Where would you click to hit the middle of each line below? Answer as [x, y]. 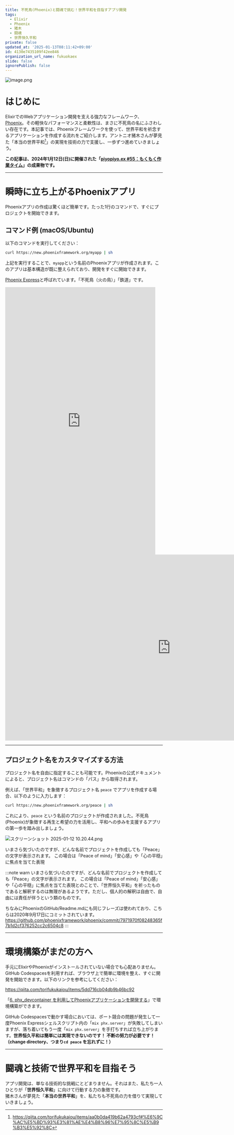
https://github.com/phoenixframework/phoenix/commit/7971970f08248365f [84, 921]
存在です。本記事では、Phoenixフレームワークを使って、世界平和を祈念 [83, 129]
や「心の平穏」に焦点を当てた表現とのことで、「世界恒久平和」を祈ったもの [83, 885]
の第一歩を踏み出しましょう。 [36, 828]
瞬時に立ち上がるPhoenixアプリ [71, 192]
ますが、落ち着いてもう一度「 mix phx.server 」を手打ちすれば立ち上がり [80, 1029]
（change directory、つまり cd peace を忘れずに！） [59, 1042]
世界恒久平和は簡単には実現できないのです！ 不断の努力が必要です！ [84, 1035]
